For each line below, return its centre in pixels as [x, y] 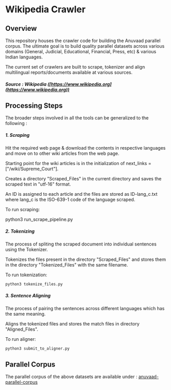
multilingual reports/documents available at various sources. [69, 72]
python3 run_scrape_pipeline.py [39, 219]
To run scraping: [23, 210]
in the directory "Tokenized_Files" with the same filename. [67, 265]
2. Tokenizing [20, 231]
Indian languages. [24, 57]
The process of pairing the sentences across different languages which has [85, 309]
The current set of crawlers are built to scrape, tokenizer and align [75, 67]
